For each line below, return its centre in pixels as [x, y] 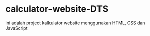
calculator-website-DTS [57, 9]
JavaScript [16, 28]
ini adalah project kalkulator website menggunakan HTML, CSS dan [75, 23]
